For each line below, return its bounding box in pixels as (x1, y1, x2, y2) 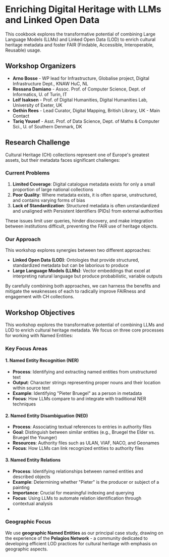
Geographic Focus (5, 518, 51, 525)
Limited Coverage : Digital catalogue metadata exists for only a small (12, 181, 155, 187)
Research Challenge (5, 138, 70, 147)
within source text (12, 385, 50, 391)
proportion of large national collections (12, 186, 93, 193)
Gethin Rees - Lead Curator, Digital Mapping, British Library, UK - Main (12, 107, 160, 113)
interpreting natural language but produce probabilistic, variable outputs (12, 273, 162, 279)
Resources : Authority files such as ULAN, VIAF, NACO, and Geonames (12, 440, 160, 446)
